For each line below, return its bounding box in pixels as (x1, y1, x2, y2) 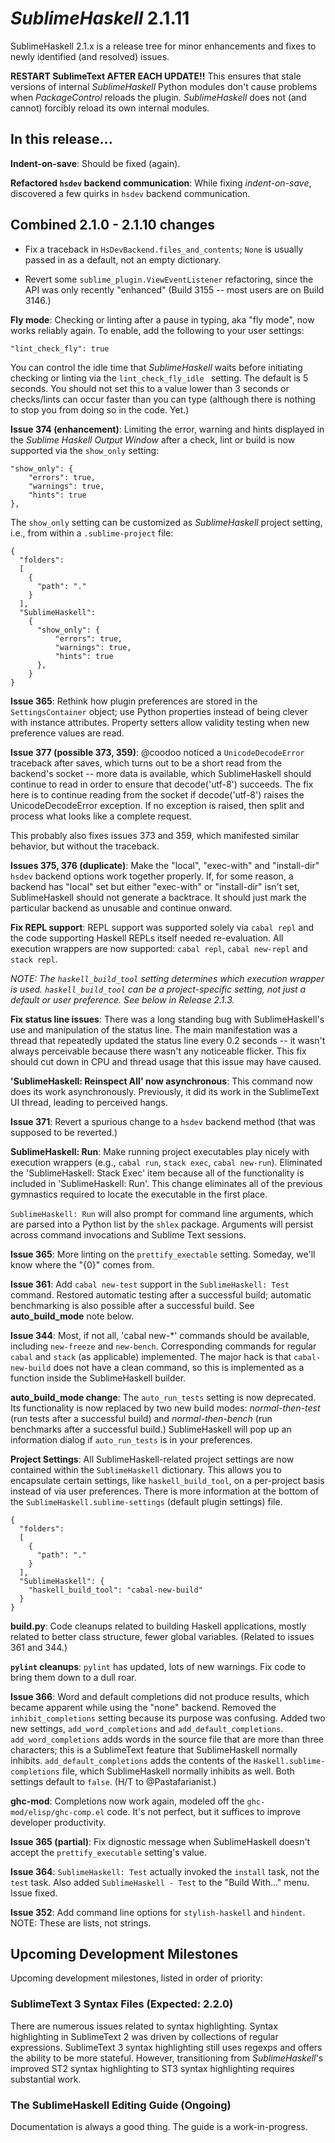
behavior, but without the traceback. (10, 840, 160, 852)
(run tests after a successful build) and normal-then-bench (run (10, 1412, 273, 1424)
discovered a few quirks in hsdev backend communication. (10, 187, 251, 199)
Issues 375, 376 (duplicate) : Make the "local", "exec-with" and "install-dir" (10, 859, 320, 871)
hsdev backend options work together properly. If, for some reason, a (10, 870, 294, 882)
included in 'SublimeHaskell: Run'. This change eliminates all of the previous (10, 1177, 323, 1189)
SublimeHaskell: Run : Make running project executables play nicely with (10, 1145, 310, 1157)
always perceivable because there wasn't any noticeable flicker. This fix (10, 1045, 307, 1057)
